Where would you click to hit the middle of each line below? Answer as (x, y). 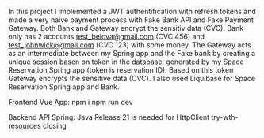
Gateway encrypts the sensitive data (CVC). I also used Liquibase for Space (132, 78)
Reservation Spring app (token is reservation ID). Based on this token (121, 70)
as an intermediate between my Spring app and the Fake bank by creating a (132, 53)
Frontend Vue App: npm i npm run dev (71, 102)
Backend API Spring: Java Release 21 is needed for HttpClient (109, 117)
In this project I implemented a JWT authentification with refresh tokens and (132, 11)
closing (55, 126)
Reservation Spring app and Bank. (64, 87)
